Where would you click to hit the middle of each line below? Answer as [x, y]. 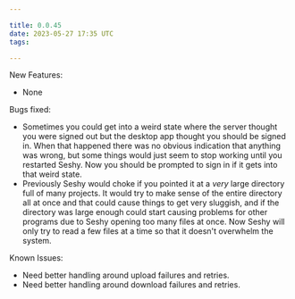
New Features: [36, 75]
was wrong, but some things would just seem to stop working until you [152, 155]
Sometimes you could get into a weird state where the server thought [150, 127]
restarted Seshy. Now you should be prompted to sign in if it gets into [150, 165]
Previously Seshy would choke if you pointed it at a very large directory [153, 184]
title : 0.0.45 [36, 25]
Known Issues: [36, 258]
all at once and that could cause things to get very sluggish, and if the [151, 203]
